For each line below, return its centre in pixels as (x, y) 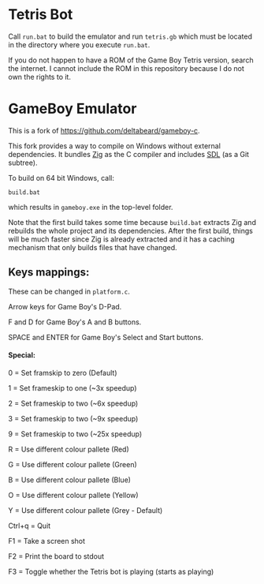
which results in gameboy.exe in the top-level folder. (91, 207)
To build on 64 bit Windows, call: (61, 178)
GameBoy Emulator (73, 109)
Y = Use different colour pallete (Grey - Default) (86, 510)
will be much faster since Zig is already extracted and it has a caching (121, 239)
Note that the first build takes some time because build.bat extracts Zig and (132, 222)
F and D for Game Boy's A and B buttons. (75, 322)
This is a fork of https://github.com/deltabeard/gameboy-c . (104, 130)
